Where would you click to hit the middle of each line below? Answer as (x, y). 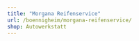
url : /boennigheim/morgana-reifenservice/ (69, 20)
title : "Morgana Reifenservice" (54, 14)
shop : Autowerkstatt (37, 26)
